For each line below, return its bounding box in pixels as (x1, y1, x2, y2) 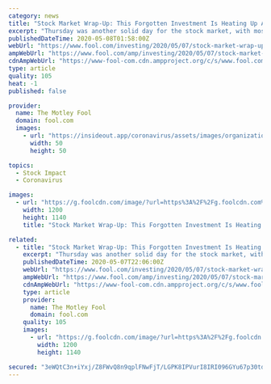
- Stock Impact (15, 169, 67, 177)
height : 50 (29, 146, 67, 154)
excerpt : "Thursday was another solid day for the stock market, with (8, 27, 251, 35)
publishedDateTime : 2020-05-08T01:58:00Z (8, 34, 150, 43)
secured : (8, 363, 38, 371)
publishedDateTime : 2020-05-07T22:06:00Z (23, 258, 164, 267)
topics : (8, 161, 35, 170)
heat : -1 (8, 79, 38, 87)
